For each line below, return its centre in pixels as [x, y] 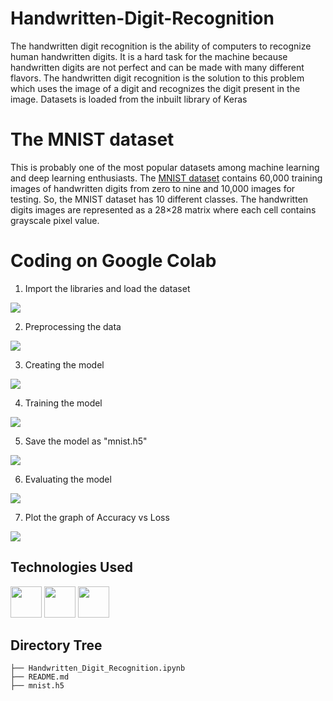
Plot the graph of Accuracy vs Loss [97, 517]
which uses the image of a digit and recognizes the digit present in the [155, 88]
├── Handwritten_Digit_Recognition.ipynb [98, 668]
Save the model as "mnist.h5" [86, 441]
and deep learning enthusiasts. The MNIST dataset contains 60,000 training [166, 178]
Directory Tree [56, 645]
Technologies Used [71, 567]
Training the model [63, 403]
